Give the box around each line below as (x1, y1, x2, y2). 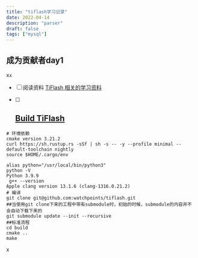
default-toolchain (6, 146, 52, 153)
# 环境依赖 (6, 130, 30, 136)
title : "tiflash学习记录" (6, 8, 68, 15)
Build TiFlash (14, 113, 65, 124)
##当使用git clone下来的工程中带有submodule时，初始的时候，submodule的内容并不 (6, 201, 192, 207)
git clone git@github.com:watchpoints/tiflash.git (6, 195, 136, 201)
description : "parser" (6, 20, 63, 26)
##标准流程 (6, 219, 30, 225)
